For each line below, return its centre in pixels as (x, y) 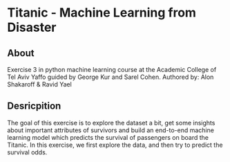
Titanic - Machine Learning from (102, 13)
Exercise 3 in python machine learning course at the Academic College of (112, 70)
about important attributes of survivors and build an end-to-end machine (111, 130)
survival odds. (27, 152)
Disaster (32, 27)
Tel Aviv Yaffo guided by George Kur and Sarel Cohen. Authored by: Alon (111, 77)
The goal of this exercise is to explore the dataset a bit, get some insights (111, 123)
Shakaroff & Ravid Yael (40, 84)
